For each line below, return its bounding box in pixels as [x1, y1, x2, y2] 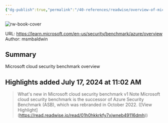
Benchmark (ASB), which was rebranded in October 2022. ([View [17, 102, 152, 108]
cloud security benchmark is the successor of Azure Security [17, 97, 144, 103]
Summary [5, 50, 36, 59]
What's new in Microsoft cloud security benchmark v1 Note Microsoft [17, 91, 160, 97]
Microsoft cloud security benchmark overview [5, 63, 100, 70]
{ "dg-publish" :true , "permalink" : [5, 7, 75, 12]
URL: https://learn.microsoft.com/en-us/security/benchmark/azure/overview [5, 30, 163, 36]
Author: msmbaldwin [5, 36, 48, 42]
